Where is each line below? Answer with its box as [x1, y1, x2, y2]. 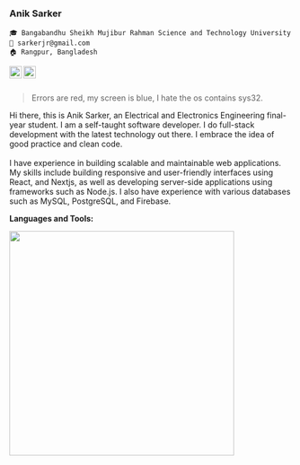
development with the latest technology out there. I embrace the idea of [9, 129, 275, 140]
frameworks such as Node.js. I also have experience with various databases [9, 187, 291, 197]
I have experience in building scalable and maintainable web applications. [9, 158, 281, 169]
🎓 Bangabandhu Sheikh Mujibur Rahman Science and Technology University [9, 29, 292, 38]
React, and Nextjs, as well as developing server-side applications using [9, 177, 273, 188]
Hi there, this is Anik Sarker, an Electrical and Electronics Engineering [9, 110, 265, 121]
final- [266, 110, 287, 121]
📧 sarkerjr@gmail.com [9, 39, 91, 48]
